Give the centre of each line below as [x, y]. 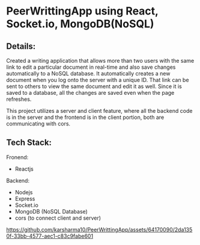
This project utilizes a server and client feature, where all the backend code [99, 111]
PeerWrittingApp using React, [82, 11]
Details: [21, 46]
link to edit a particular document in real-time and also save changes [91, 67]
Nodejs [24, 192]
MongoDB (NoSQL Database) [51, 211]
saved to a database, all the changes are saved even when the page [90, 93]
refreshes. [19, 99]
